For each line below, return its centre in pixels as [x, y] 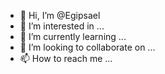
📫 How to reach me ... [66, 58]
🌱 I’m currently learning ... [73, 36]
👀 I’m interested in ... [62, 26]
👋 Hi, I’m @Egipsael [60, 15]
